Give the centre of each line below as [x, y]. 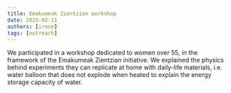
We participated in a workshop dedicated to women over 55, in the [103, 53]
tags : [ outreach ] [32, 33]
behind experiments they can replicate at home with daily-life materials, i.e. [115, 67]
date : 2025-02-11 [32, 20]
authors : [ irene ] [32, 26]
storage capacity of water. [45, 82]
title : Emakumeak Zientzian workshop [62, 14]
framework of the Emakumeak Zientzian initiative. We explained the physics [115, 60]
